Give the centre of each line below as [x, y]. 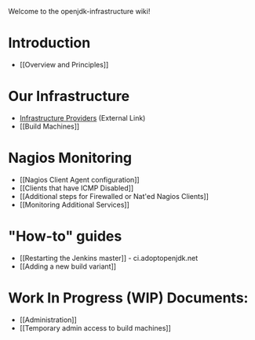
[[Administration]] [48, 320]
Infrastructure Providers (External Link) [82, 118]
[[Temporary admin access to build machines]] [95, 327]
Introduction [49, 43]
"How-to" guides [65, 236]
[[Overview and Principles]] [64, 64]
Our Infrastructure [69, 96]
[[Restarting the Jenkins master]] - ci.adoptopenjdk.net [109, 258]
